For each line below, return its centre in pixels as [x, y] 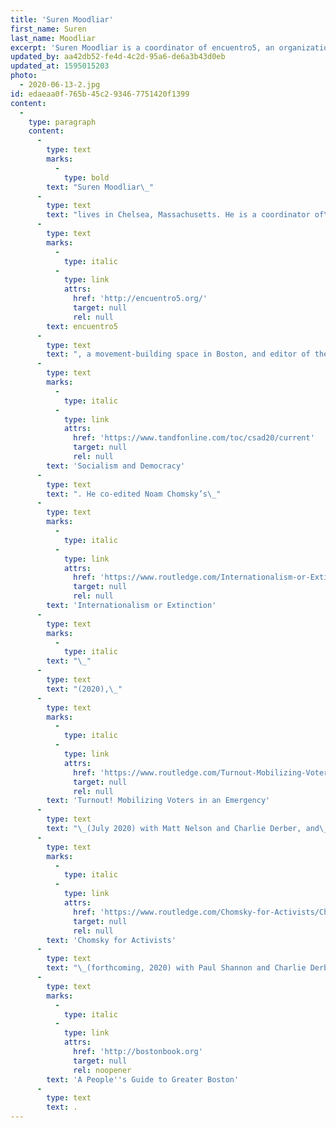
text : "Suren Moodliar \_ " [100, 187]
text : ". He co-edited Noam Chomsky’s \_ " [134, 494]
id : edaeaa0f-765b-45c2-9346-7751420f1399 [100, 94]
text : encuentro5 [82, 326]
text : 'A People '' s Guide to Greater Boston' [143, 1079]
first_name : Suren [48, 29]
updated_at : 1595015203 [60, 66]
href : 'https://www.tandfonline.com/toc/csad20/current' [194, 438]
